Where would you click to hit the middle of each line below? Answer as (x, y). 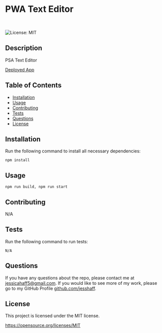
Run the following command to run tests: (47, 241)
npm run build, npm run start (37, 187)
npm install (17, 160)
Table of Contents (34, 85)
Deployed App (20, 69)
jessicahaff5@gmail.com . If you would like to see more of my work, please (81, 283)
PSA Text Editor (21, 60)
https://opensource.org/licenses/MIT (43, 326)
